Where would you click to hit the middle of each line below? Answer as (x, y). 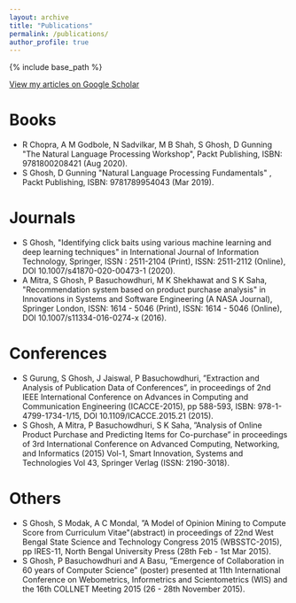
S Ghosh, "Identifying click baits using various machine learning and (147, 243)
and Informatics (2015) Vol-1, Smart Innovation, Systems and (132, 453)
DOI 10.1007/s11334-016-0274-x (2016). (94, 318)
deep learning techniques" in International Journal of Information (140, 252)
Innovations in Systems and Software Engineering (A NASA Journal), (147, 299)
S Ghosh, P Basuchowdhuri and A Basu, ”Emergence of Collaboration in (153, 560)
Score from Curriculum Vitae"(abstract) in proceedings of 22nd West (148, 533)
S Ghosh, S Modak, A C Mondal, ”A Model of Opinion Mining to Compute (154, 523)
